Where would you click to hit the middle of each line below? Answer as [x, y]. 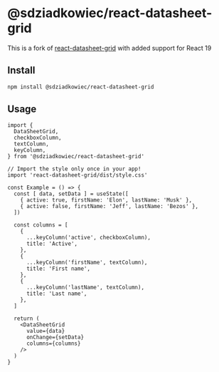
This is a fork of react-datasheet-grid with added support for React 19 [109, 48]
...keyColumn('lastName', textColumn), [85, 288]
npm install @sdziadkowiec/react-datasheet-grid [81, 87]
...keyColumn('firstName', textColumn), [87, 263]
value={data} [46, 331]
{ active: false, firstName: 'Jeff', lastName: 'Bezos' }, [109, 207]
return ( [27, 319]
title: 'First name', [58, 269]
